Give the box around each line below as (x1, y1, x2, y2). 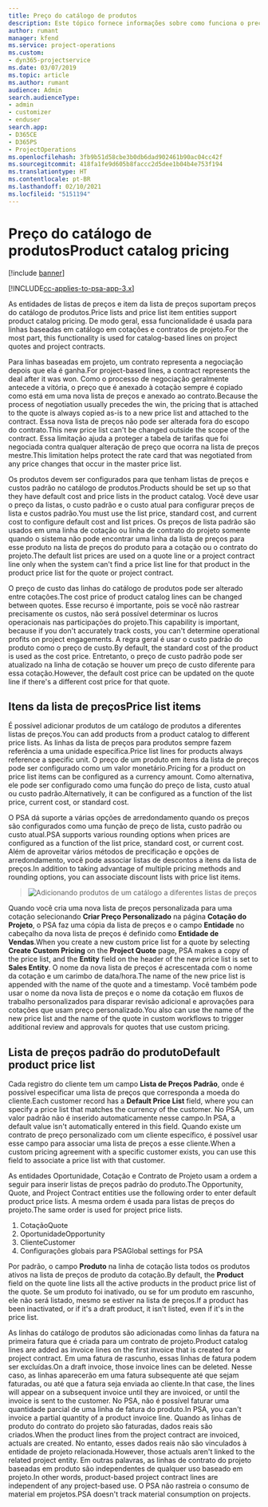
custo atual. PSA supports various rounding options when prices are (8, 830, 231, 839)
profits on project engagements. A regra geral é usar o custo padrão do (8, 634, 243, 644)
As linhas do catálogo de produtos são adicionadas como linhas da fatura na (8, 1328, 260, 1338)
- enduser (8, 116, 41, 124)
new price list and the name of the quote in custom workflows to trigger (8, 1014, 244, 1023)
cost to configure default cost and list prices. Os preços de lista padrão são (8, 516, 256, 526)
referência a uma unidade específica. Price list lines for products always (8, 747, 243, 756)
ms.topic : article (8, 71, 69, 79)
